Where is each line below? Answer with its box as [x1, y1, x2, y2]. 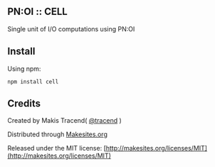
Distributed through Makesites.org [7, 130, 108, 138]
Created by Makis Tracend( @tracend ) [7, 116, 122, 125]
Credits [7, 98, 41, 110]
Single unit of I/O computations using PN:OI [7, 24, 135, 33]
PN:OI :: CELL [7, 6, 68, 18]
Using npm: [7, 64, 41, 73]
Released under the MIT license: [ [7, 144, 107, 153]
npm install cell [7, 78, 59, 85]
